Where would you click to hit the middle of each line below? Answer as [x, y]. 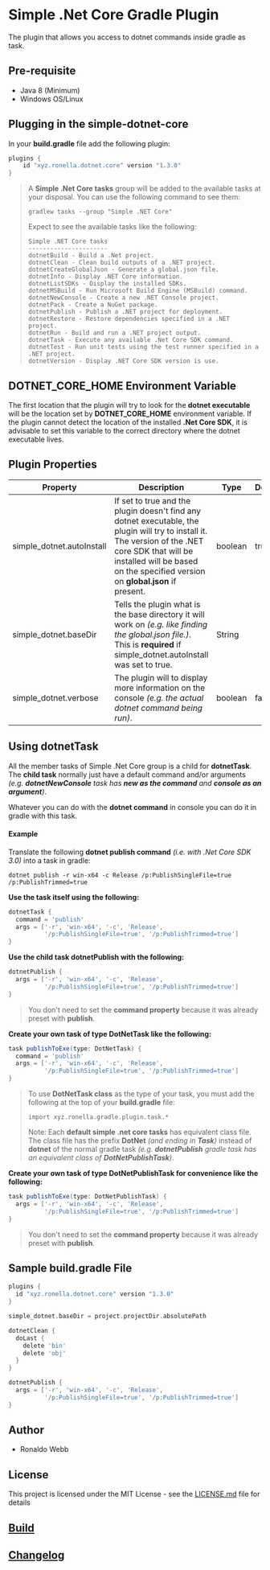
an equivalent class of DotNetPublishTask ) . [101, 1158]
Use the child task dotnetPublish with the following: [96, 957]
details [19, 1502]
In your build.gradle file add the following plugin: [89, 143]
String [227, 635]
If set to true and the [152, 500]
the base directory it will [159, 614]
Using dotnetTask [53, 747]
